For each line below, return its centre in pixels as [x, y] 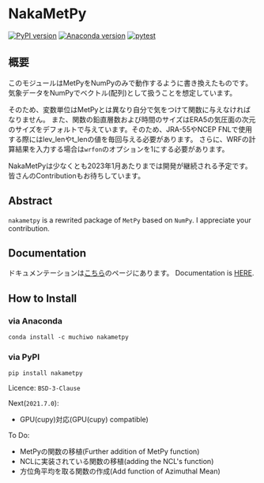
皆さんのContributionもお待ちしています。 [76, 175]
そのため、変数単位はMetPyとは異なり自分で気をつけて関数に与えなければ [130, 109]
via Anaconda [36, 320]
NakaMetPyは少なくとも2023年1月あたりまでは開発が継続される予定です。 [130, 166]
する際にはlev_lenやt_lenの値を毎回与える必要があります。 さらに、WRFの [128, 139]
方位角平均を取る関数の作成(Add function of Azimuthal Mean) [120, 471]
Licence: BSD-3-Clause [44, 388]
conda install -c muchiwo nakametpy [68, 337]
